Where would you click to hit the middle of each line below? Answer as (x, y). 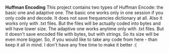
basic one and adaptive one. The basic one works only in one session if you (84, 13)
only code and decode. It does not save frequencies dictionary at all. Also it (84, 18)
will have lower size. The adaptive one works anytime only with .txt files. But (85, 29)
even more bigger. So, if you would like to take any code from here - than (81, 39)
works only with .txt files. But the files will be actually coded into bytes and (83, 23)
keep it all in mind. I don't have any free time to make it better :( (71, 45)
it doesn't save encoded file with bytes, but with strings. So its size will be (82, 34)
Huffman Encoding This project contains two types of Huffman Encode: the (84, 7)
